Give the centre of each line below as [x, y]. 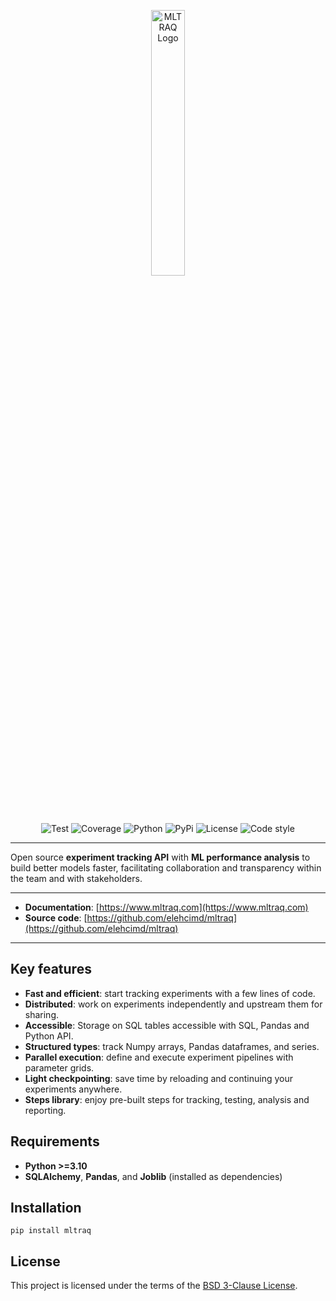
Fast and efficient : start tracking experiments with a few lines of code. [170, 993]
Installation [46, 1208]
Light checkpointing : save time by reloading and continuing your [159, 1078]
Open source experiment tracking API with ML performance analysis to [160, 857]
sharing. [42, 1014]
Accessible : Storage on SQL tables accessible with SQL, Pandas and [167, 1025]
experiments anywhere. [73, 1089]
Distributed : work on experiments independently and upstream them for [173, 1004]
